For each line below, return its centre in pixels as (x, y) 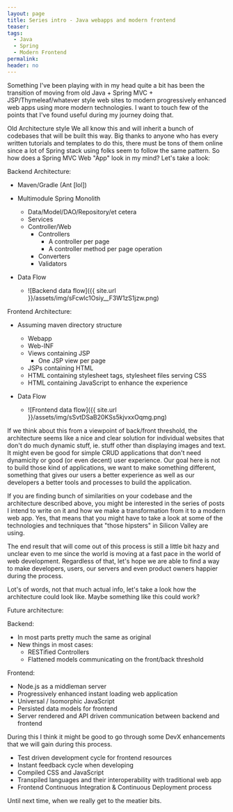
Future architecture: (35, 610)
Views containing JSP (59, 353)
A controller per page (79, 241)
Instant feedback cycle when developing (75, 765)
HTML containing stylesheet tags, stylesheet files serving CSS (117, 375)
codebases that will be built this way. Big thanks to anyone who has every (113, 136)
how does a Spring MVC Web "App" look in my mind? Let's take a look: (109, 158)
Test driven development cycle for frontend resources (95, 757)
